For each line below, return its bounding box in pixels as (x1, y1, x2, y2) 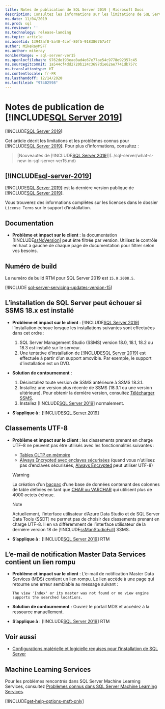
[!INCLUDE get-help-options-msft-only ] (5, 698, 84, 704)
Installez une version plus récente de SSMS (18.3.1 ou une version (19, 384, 152, 391)
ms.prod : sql (5, 21, 32, 26)
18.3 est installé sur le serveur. (19, 344, 81, 350)
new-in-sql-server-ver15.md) (17, 158, 76, 164)
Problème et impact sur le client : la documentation (12, 232, 117, 238)
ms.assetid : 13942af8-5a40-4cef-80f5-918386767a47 (5, 39, 111, 44)
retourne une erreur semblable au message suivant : (12, 581, 119, 587)
